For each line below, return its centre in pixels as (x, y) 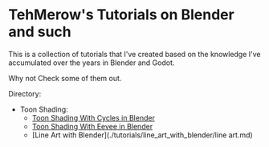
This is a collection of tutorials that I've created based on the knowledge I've (134, 54)
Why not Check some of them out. (65, 78)
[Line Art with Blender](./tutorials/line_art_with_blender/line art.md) (142, 135)
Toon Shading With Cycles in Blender (93, 117)
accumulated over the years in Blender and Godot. (92, 63)
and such (40, 32)
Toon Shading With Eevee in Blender (92, 126)
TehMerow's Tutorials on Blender (121, 15)
